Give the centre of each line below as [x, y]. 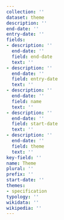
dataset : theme [25, 17]
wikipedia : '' [24, 208]
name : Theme [21, 163]
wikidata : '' [23, 203]
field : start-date [35, 124]
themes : [16, 186]
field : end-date [32, 57]
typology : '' [23, 196]
